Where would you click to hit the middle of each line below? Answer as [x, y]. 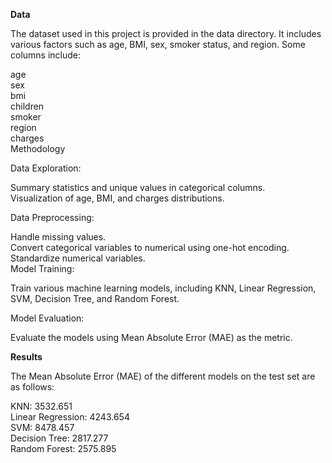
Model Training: [42, 268]
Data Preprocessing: [52, 217]
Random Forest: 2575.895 [63, 448]
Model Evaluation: [47, 318]
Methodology [38, 148]
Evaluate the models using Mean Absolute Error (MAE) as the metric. [151, 337]
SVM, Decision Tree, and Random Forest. [95, 298]
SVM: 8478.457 [42, 427]
